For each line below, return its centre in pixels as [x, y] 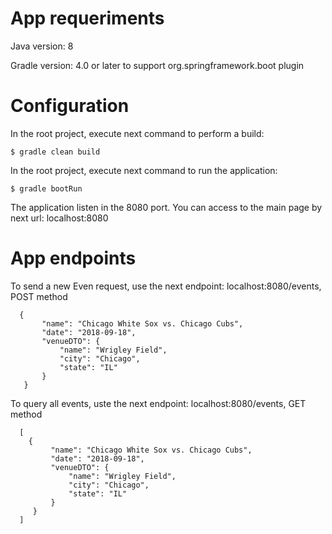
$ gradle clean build [55, 152]
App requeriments [87, 18]
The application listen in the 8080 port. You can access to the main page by [166, 207]
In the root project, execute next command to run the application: [144, 170]
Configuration [70, 106]
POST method [39, 296]
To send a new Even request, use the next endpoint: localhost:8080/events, [166, 286]
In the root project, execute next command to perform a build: [137, 133]
